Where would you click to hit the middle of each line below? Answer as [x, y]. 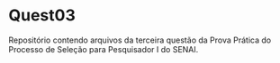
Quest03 [42, 16]
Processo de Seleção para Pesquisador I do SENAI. [104, 49]
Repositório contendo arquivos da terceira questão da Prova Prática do [140, 40]
